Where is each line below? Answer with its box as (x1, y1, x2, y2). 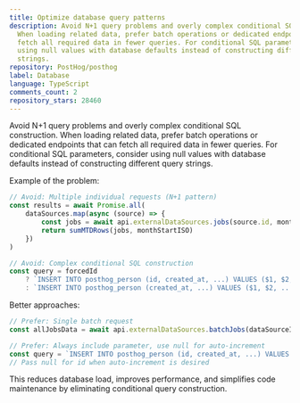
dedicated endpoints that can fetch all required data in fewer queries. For (9, 139, 279, 150)
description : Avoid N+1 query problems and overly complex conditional (9, 21, 281, 30)
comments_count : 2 (9, 87, 78, 96)
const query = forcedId (9, 267, 98, 276)
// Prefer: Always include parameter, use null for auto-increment (9, 341, 266, 350)
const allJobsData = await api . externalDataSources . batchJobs (9, 325, 246, 334)
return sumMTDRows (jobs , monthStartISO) (41, 226, 194, 234)
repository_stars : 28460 (9, 95, 102, 105)
